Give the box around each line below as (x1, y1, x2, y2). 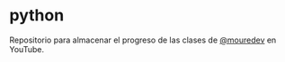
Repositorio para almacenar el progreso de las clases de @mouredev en (9, 35, 277, 45)
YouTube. (9, 43, 45, 54)
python (9, 5, 65, 26)
